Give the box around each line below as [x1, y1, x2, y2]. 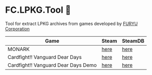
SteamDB [122, 37, 145, 44]
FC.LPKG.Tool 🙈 [5, 4, 71, 16]
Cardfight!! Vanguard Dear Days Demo [7, 61, 97, 68]
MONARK [7, 46, 30, 52]
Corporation [5, 25, 30, 31]
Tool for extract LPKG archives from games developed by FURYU [5, 21, 138, 26]
